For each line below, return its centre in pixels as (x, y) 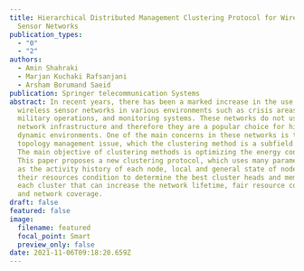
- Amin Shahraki (48, 69)
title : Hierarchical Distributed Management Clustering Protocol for (143, 18)
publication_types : (46, 34)
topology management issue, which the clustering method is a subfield (156, 144)
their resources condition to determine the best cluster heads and (149, 177)
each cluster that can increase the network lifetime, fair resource (151, 186)
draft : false (34, 203)
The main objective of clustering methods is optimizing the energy (149, 152)
